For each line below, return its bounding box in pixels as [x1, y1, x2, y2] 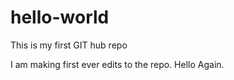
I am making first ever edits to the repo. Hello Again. [10, 58, 225, 70]
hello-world [10, 6, 110, 29]
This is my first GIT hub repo [10, 39, 128, 51]
